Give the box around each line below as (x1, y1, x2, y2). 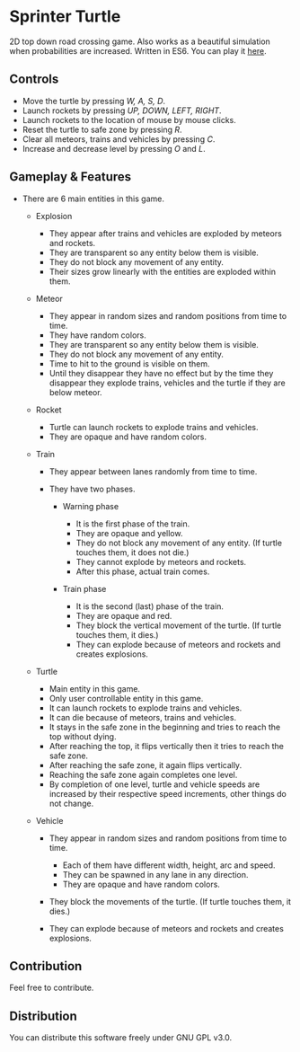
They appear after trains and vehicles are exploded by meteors (49, 227, 283, 239)
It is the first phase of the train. (75, 518, 190, 529)
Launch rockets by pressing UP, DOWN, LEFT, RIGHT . (22, 105, 222, 116)
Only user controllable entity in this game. (49, 693, 204, 703)
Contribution (9, 959, 83, 974)
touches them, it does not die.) (75, 546, 190, 558)
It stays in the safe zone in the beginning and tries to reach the (49, 721, 281, 732)
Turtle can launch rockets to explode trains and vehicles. (49, 421, 259, 432)
